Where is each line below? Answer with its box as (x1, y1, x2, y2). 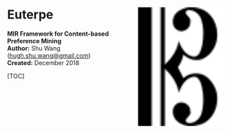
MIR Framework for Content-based (7, 29, 109, 38)
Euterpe (7, 7, 54, 23)
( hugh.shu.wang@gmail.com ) (7, 51, 91, 60)
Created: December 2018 (7, 58, 80, 66)
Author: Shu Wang (7, 44, 61, 52)
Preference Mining (7, 36, 62, 45)
